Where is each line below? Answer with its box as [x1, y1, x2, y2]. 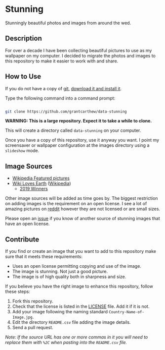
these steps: [5, 289, 31, 294]
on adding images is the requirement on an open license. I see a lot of [5, 201, 147, 207]
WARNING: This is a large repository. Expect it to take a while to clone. [5, 118, 152, 124]
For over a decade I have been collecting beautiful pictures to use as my [5, 47, 152, 53]
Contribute [5, 235, 40, 243]
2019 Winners [19, 186, 48, 192]
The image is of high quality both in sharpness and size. [12, 274, 126, 280]
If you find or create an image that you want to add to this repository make [5, 248, 157, 254]
